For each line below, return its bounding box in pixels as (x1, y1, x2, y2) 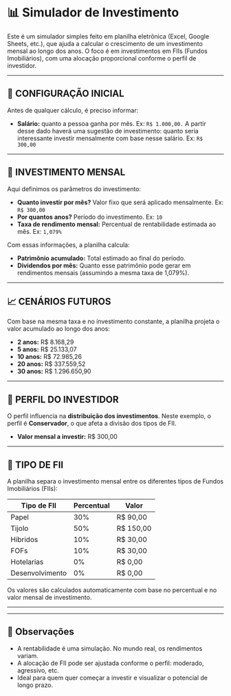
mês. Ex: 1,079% (16, 227, 62, 235)
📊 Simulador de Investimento (7, 5, 179, 21)
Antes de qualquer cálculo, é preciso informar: (7, 106, 139, 114)
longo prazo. (16, 681, 54, 689)
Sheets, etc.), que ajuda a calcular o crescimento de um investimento (7, 39, 203, 47)
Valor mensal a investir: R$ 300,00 (16, 433, 118, 441)
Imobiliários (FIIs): (7, 485, 58, 492)
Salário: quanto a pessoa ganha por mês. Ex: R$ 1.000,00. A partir (16, 119, 206, 127)
